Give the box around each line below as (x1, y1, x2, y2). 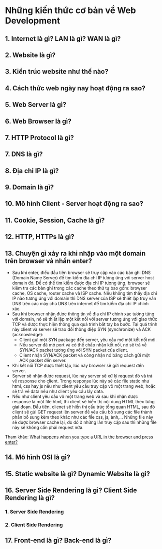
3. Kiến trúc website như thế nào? (5, 68, 109, 76)
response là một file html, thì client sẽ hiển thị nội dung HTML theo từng (12, 399, 155, 405)
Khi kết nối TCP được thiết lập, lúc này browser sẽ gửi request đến (12, 362, 144, 369)
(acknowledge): (12, 332, 44, 338)
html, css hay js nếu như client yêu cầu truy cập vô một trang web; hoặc (12, 383, 156, 389)
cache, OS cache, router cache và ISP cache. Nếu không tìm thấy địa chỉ (12, 291, 157, 296)
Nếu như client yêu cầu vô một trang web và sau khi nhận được (12, 394, 138, 399)
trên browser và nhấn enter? (5, 257, 92, 265)
